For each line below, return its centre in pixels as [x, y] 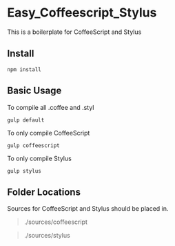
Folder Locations [44, 192]
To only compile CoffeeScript [49, 133]
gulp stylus [24, 171]
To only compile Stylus [40, 158]
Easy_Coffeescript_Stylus [82, 13]
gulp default [26, 120]
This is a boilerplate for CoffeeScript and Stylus [74, 32]
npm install [24, 69]
